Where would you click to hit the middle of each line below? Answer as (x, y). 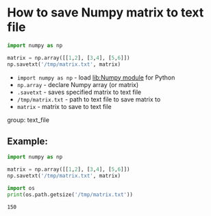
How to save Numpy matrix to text (105, 13)
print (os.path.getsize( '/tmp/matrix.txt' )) (70, 194)
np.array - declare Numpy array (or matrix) (78, 84)
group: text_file (28, 120)
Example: (27, 141)
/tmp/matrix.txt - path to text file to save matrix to (89, 99)
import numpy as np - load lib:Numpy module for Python (96, 77)
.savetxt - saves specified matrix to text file (79, 92)
